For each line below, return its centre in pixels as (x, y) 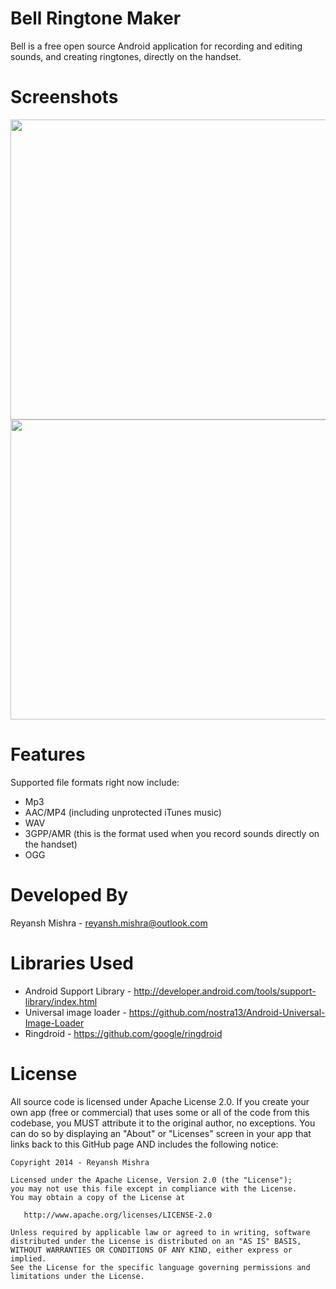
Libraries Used (72, 963)
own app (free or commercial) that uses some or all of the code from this (160, 1112)
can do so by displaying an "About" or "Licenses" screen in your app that (161, 1133)
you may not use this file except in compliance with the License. (154, 1188)
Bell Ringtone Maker (96, 18)
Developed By (69, 895)
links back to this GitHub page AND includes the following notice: (144, 1144)
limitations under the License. (77, 1276)
